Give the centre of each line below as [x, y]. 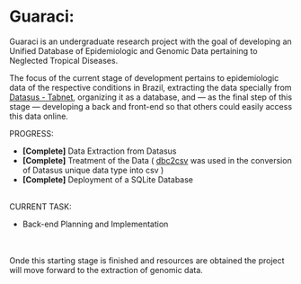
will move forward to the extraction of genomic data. [106, 270]
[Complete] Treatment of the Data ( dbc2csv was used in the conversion [157, 160]
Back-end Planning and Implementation [95, 224]
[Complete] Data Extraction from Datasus [99, 151]
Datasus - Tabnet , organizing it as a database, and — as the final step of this [151, 97]
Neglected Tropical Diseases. [64, 60]
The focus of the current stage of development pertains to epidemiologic [144, 77]
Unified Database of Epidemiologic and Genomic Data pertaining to [133, 50]
